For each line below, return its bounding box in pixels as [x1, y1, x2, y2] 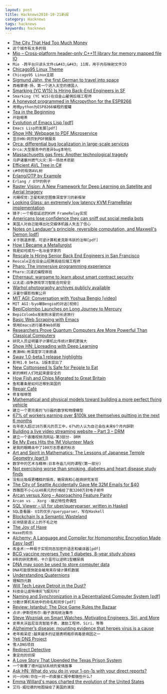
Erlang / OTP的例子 [12, 179, 51, 184]
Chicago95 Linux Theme [12, 66, 63, 73]
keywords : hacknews [5, 26, 46, 31]
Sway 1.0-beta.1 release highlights [12, 354, 82, 360]
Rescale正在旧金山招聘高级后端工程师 [12, 259, 81, 264]
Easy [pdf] [12, 540, 34, 546]
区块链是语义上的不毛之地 [12, 520, 57, 525]
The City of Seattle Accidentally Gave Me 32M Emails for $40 [12, 482, 139, 488]
